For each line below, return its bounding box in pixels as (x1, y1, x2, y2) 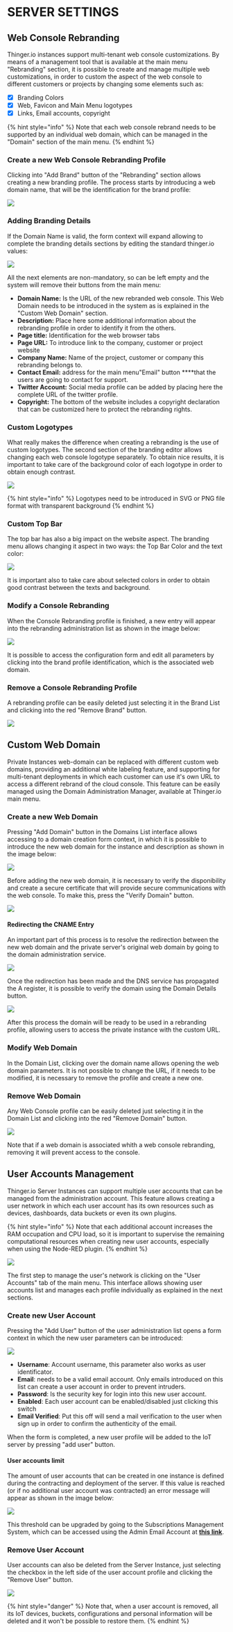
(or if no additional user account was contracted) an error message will (7, 1487, 210, 1495)
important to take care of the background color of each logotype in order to (7, 461, 223, 469)
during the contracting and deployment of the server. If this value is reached (7, 1479, 225, 1487)
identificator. (17, 1368, 53, 1376)
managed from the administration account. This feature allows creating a (7, 1194, 215, 1202)
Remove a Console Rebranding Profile (7, 682, 137, 692)
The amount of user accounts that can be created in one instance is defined (7, 1472, 224, 1480)
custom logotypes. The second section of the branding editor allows (7, 446, 202, 454)
